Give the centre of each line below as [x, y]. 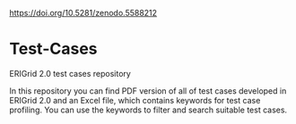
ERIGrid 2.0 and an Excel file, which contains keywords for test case [135, 100]
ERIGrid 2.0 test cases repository [70, 73]
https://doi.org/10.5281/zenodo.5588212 [83, 13]
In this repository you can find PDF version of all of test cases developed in [148, 91]
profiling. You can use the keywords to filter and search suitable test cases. [148, 110]
